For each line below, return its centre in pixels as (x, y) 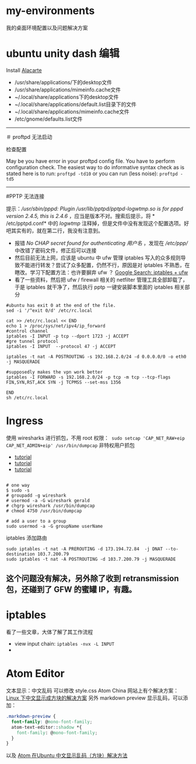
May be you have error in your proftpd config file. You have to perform (90, 161)
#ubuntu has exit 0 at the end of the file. (61, 305)
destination (20, 554)
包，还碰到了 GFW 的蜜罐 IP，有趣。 (71, 590)
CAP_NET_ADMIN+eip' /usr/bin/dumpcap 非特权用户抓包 (71, 445)
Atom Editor (36, 673)
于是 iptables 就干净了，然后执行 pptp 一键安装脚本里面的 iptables (94, 287)
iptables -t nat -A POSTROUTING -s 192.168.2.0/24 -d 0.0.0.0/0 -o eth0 (96, 357)
